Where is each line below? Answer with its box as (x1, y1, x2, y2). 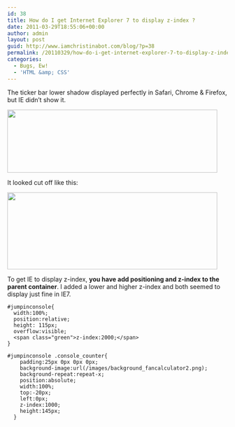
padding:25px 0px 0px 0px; (20, 358, 99, 365)
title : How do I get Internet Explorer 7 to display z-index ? (7, 17, 196, 24)
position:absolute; (20, 377, 77, 384)
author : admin (7, 29, 49, 37)
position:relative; (13, 316, 71, 323)
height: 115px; (13, 321, 58, 329)
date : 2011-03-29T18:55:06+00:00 (7, 23, 105, 30)
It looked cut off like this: (7, 178, 78, 186)
